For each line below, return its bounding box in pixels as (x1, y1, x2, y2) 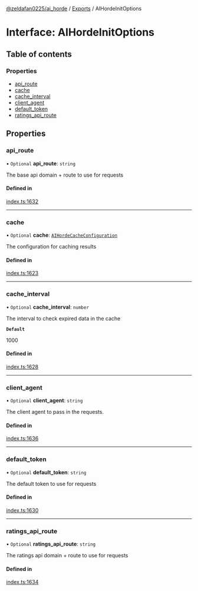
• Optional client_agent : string (6, 397, 83, 404)
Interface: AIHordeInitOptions (6, 26, 155, 39)
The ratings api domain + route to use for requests (6, 552, 128, 559)
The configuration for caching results (6, 243, 97, 250)
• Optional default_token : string (6, 469, 87, 476)
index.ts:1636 (6, 435, 39, 442)
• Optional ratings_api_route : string (6, 540, 96, 548)
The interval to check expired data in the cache (6, 315, 121, 322)
